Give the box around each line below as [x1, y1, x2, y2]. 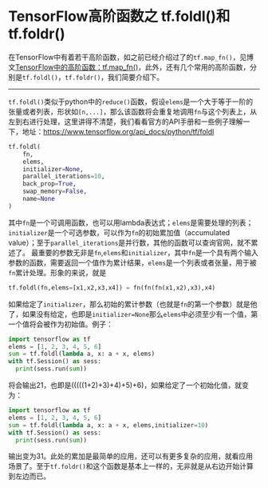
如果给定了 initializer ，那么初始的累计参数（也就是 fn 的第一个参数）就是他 [8, 299, 258, 309]
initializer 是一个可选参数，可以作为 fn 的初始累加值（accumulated [8, 227, 231, 237]
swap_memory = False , [22, 187, 88, 196]
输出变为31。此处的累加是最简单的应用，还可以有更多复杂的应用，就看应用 [8, 451, 254, 461]
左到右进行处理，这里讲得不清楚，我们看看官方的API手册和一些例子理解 [8, 117, 243, 126]
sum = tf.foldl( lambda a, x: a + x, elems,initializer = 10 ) [8, 421, 209, 429]
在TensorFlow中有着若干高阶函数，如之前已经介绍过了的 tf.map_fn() [8, 52, 233, 62]
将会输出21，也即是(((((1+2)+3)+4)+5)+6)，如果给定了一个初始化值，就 [8, 381, 242, 390]
